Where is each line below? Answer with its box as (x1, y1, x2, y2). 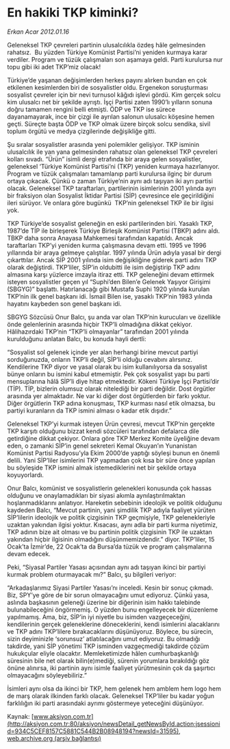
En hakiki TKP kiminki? (7, 5, 139, 21)
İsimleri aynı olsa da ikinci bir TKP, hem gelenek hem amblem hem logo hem (7, 684, 221, 693)
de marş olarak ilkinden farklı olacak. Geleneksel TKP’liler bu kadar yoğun (7, 691, 214, 700)
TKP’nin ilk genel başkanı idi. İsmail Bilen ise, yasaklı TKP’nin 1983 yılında (7, 292, 213, 300)
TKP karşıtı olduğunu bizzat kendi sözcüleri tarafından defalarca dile (7, 427, 200, 435)
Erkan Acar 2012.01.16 (7, 27, 70, 36)
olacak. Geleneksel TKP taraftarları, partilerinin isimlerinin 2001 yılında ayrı (7, 184, 216, 192)
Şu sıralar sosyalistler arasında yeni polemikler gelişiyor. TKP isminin (7, 140, 200, 148)
